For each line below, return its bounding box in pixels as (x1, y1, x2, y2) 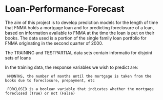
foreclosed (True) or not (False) (5, 91, 76, 96)
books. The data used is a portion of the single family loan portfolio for (5, 35, 147, 41)
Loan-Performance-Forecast (5, 3, 124, 15)
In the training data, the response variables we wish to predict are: (5, 64, 138, 70)
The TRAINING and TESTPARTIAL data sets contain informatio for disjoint (5, 50, 153, 56)
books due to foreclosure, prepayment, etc (5, 78, 95, 83)
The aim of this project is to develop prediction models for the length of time (5, 20, 158, 25)
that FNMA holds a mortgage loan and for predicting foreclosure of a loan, (5, 24, 154, 30)
